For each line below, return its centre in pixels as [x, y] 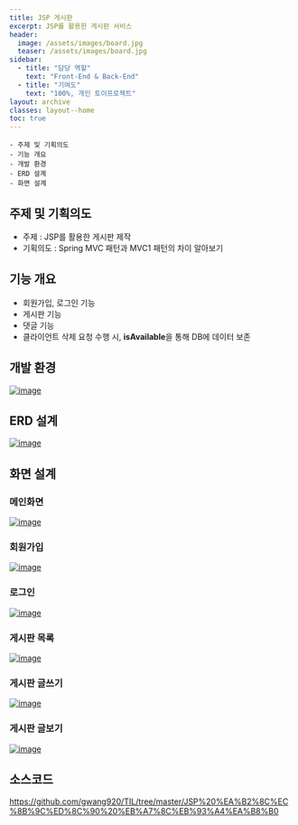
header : [24, 34]
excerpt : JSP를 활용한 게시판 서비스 [71, 26]
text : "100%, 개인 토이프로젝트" [81, 93]
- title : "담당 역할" [55, 69]
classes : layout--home [52, 110]
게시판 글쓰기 [36, 683]
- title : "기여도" [49, 85]
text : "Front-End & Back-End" [83, 77]
